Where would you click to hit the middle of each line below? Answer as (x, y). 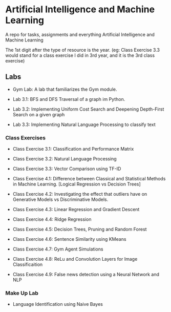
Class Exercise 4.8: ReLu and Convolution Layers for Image (75, 259)
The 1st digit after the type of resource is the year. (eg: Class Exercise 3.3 (83, 50)
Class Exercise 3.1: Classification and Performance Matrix (73, 149)
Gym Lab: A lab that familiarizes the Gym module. (65, 89)
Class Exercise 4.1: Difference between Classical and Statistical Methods (89, 179)
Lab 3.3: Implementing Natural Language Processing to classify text (84, 124)
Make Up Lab (22, 293)
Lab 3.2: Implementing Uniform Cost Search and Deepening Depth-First (88, 109)
